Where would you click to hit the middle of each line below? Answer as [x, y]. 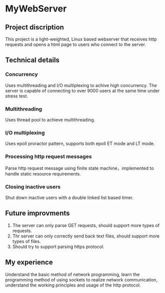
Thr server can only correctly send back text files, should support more [86, 236]
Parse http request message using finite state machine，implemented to [79, 168]
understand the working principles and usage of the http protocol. [73, 285]
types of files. [26, 241]
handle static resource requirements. [43, 173]
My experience [29, 262]
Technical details [32, 60]
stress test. [17, 96]
